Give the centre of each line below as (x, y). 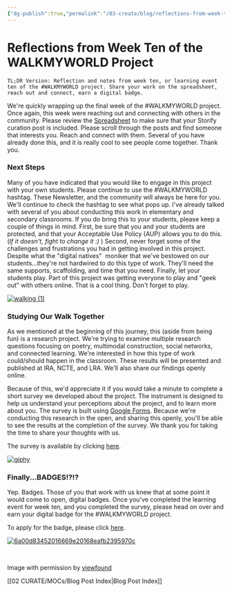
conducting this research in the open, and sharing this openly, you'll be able (115, 418)
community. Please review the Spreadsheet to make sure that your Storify (112, 120)
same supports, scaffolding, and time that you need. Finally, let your (104, 270)
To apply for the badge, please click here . (66, 528)
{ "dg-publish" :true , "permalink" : (55, 13)
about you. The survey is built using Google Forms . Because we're (101, 411)
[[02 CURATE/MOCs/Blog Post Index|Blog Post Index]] (85, 581)
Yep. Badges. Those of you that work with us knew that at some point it (109, 492)
